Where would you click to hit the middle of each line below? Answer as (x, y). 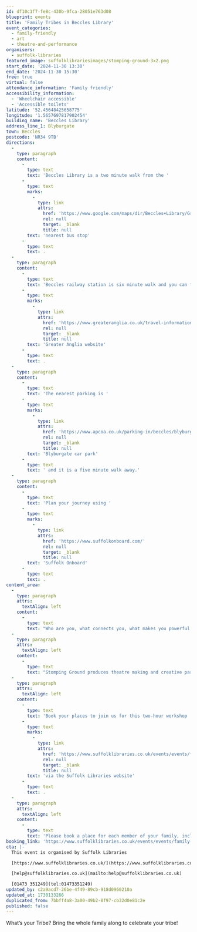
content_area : (23, 585)
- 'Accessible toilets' (40, 104)
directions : (21, 142)
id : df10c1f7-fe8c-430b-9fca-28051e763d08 (59, 11)
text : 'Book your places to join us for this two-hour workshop (107, 716)
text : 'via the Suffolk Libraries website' (81, 776)
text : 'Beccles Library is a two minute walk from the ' (98, 176)
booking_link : (23, 841)
